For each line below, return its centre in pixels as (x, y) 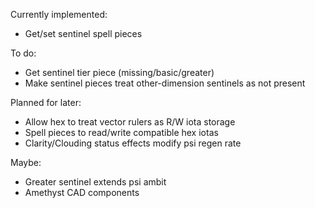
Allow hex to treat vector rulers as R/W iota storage (130, 122)
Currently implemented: (59, 14)
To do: (23, 53)
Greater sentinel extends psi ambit (95, 182)
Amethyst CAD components (82, 192)
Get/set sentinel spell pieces (83, 33)
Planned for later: (46, 102)
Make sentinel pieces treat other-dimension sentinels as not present (165, 83)
